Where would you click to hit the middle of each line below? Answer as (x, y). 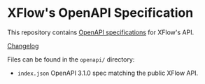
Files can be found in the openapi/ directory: (71, 59)
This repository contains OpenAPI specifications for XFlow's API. (101, 32)
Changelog (23, 45)
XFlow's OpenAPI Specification (100, 13)
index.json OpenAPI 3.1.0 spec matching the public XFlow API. (107, 73)
